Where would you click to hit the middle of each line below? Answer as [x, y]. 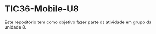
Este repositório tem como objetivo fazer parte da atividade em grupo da [78, 22]
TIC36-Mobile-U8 [42, 9]
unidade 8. [15, 27]
